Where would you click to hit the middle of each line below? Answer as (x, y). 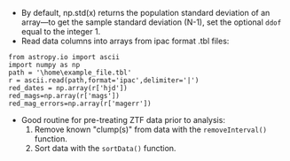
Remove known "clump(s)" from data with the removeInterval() (151, 129)
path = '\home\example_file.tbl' (70, 73)
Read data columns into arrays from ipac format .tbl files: (125, 41)
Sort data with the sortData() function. (105, 148)
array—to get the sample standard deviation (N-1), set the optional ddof (151, 22)
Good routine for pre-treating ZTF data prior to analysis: (123, 120)
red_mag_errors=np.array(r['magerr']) (80, 103)
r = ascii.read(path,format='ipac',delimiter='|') (104, 80)
